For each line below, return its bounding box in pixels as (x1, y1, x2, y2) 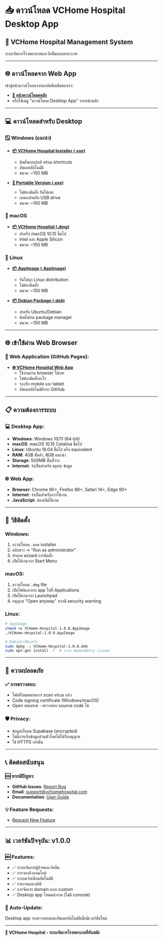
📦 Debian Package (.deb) (12, 298, 65, 304)
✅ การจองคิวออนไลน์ (12, 870, 47, 876)
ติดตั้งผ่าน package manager (19, 314, 72, 320)
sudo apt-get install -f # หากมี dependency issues (5, 648, 111, 653)
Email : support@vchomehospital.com (12, 789, 87, 795)
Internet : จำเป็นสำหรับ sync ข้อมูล (12, 463, 72, 469)
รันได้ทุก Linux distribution (19, 277, 69, 283)
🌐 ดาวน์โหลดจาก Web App (5, 70, 77, 78)
